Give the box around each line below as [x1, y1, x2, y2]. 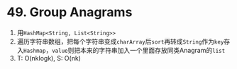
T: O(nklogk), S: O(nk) [16, 54, 81, 62]
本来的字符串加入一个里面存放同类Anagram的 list [79, 46, 226, 54]
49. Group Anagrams [6, 4, 133, 20]
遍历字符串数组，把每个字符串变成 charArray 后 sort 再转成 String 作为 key [16, 37, 224, 46]
